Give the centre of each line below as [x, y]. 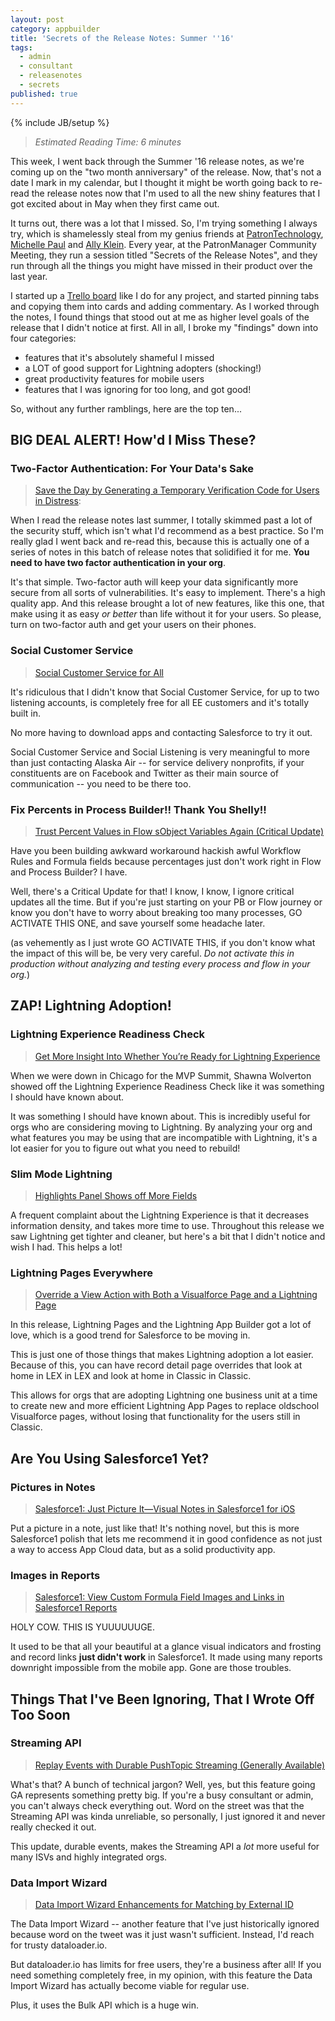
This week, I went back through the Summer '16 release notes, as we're [157, 161]
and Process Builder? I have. [69, 872]
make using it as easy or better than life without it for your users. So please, [166, 614]
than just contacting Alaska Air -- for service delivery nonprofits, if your [157, 762]
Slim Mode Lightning [61, 1174]
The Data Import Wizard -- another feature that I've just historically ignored [165, 1924]
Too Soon [40, 1714]
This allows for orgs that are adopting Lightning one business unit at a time [164, 1395]
